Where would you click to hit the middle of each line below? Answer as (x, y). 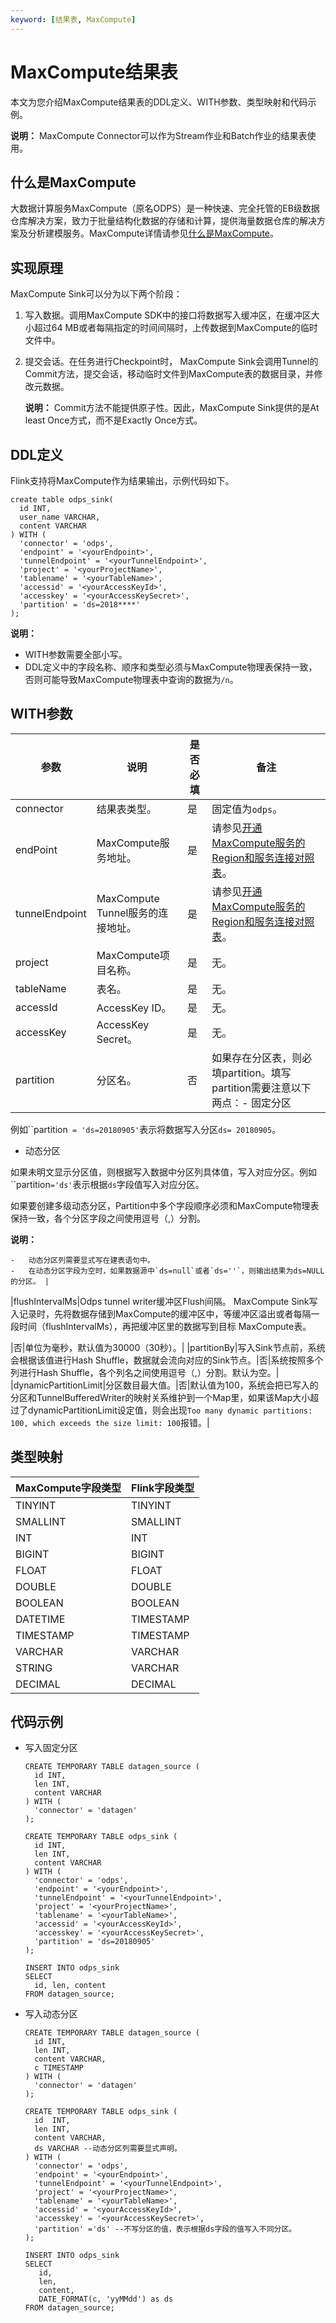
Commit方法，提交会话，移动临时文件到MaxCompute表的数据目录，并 (169, 374)
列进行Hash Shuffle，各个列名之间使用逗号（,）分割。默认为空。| (145, 1372)
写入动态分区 (51, 2014)
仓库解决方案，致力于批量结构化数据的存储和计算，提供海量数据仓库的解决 (163, 221)
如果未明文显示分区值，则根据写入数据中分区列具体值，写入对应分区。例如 (163, 1172)
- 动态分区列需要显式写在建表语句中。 (82, 1260)
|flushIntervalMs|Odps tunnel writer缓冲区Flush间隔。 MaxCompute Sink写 (164, 1301)
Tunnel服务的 (127, 913)
